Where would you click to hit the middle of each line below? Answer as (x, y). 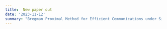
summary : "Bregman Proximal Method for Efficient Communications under (81, 19)
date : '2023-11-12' (25, 14)
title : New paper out (29, 10)
